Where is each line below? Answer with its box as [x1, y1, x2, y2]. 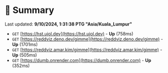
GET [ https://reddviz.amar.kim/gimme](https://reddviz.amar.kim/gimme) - [12, 46, 162, 52]
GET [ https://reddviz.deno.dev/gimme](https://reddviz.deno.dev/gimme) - [12, 36, 163, 42]
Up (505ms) [12, 52, 37, 58]
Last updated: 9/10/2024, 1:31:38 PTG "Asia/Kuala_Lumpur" [5, 21, 132, 27]
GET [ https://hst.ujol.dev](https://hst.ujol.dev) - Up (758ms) [12, 30, 134, 36]
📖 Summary [5, 4, 54, 16]
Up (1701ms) [12, 41, 38, 47]
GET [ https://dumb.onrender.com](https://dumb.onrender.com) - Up [12, 57, 151, 63]
